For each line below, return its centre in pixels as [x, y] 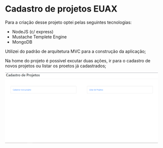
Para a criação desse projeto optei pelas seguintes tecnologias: [68, 22]
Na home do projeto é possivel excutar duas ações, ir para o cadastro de [78, 60]
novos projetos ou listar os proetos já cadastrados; [56, 66]
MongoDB [22, 42]
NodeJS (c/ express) [33, 31]
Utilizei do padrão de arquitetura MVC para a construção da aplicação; [76, 51]
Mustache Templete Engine [39, 37]
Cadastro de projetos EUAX [61, 9]
